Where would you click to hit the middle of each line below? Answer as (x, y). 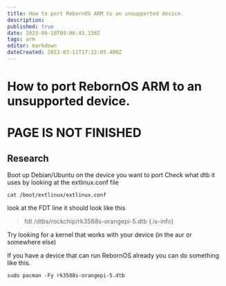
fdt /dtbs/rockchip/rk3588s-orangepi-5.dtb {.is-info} (99, 222)
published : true (30, 26)
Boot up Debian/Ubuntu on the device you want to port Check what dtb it (111, 175)
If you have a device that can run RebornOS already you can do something (113, 256)
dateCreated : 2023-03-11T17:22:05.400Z (65, 53)
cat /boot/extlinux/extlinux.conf (57, 195)
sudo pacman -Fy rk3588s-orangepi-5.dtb (66, 276)
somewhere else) (32, 242)
